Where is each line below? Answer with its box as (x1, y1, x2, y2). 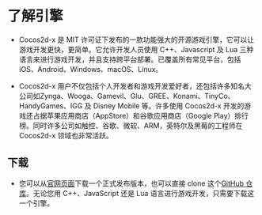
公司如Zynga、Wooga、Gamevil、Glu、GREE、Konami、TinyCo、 (18, 91, 235, 100)
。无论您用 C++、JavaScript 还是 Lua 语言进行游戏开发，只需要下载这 (25, 188, 255, 198)
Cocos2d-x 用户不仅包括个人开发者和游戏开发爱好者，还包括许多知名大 (18, 81, 253, 91)
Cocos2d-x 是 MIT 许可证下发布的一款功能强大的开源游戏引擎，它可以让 (18, 35, 255, 44)
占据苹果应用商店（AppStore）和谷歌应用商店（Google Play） (32, 111, 235, 120)
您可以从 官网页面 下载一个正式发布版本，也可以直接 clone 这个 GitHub (18, 179, 245, 188)
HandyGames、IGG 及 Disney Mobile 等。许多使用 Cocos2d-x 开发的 (18, 100, 245, 111)
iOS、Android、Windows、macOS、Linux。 (18, 64, 163, 74)
